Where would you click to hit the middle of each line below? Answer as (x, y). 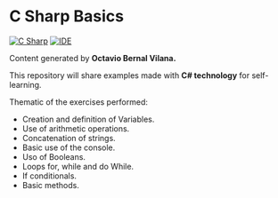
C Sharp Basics (67, 16)
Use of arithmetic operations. (76, 128)
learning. (25, 84)
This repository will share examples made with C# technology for (130, 75)
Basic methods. (51, 185)
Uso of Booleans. (54, 156)
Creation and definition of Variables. (88, 119)
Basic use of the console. (69, 147)
